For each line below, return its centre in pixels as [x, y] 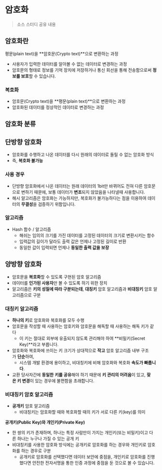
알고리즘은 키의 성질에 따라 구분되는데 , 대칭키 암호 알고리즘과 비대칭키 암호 [82, 289]
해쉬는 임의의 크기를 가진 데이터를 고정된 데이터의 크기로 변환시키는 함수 [87, 235]
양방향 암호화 [23, 264]
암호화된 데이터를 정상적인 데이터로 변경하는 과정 [58, 108]
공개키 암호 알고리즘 [31, 406]
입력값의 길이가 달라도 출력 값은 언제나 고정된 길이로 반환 [73, 241]
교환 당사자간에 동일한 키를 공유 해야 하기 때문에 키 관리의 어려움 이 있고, [79, 375]
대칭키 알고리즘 [22, 309]
